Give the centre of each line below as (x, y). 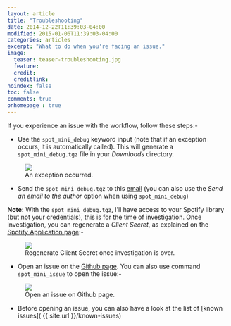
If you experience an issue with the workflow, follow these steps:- (103, 125)
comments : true (30, 99)
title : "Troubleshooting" (45, 20)
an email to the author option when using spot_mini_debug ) (103, 196)
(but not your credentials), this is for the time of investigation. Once (105, 217)
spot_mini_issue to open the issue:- (69, 274)
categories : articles (39, 40)
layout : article (31, 14)
